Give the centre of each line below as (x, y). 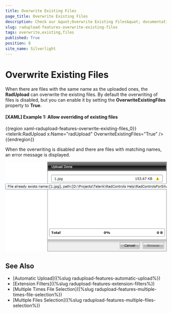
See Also (20, 266)
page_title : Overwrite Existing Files (47, 16)
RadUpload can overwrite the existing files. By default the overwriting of (82, 94)
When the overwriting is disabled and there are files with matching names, (84, 149)
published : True (23, 38)
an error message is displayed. (38, 154)
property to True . (24, 105)
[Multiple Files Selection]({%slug (47, 300)
